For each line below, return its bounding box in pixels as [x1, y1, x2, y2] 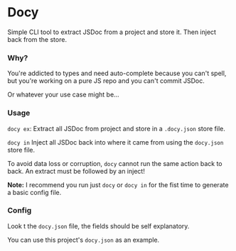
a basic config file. [7, 188, 62, 196]
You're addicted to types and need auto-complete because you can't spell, [7, 69, 227, 78]
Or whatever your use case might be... [7, 90, 119, 99]
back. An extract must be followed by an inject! [7, 167, 146, 175]
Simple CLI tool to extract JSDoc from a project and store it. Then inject [7, 28, 217, 36]
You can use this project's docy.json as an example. [7, 235, 160, 244]
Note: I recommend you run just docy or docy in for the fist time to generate [7, 180, 229, 189]
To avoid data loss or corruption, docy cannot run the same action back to [7, 159, 222, 167]
